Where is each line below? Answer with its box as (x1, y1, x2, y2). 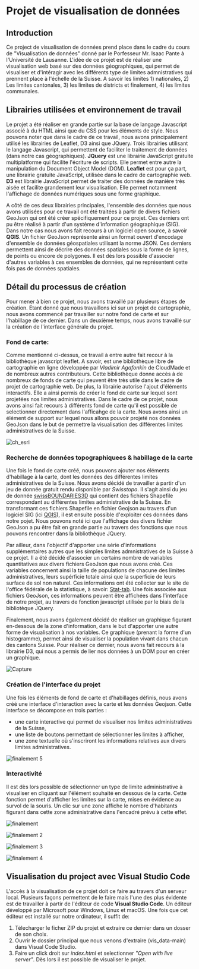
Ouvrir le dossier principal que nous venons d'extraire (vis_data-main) (14, 937, 186, 944)
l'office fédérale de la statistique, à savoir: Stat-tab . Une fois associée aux (6, 586, 187, 593)
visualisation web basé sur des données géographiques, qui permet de (6, 62, 180, 70)
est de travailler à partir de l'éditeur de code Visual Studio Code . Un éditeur (6, 900, 192, 907)
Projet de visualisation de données (6, 4, 180, 18)
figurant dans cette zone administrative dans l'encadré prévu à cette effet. (6, 808, 188, 815)
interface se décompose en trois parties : (6, 706, 107, 714)
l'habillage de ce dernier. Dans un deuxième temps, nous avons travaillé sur (6, 317, 191, 324)
